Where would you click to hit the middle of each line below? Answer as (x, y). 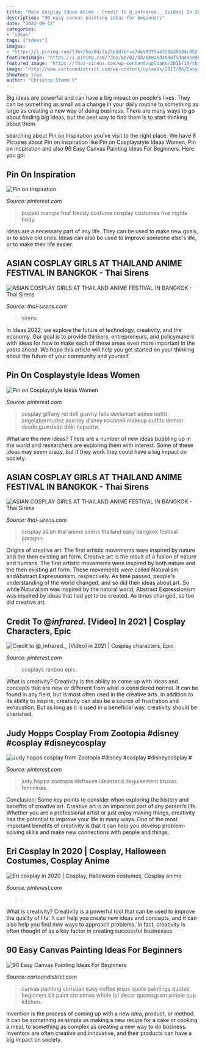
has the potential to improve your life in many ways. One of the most (92, 819)
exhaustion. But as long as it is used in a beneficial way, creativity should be (102, 707)
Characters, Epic (39, 631)
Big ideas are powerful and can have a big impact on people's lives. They (98, 98)
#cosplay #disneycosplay (56, 743)
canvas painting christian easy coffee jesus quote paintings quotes (105, 988)
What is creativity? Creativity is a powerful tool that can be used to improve (101, 911)
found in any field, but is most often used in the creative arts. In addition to (100, 694)
